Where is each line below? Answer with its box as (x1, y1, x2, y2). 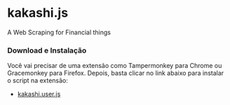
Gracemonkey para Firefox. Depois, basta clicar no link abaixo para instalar (7, 69, 224, 78)
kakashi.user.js (17, 90, 61, 99)
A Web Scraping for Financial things (7, 28, 111, 36)
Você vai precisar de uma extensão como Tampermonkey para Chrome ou (7, 62, 222, 70)
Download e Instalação (7, 45, 87, 55)
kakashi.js (7, 5, 69, 21)
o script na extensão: (7, 76, 68, 85)
